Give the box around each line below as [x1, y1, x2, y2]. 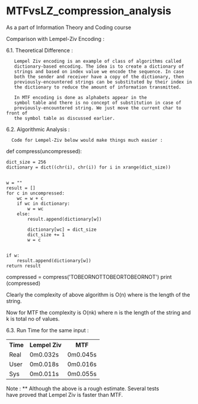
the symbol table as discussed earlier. [14, 115, 116, 121]
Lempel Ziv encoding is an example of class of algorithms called [14, 58, 182, 64]
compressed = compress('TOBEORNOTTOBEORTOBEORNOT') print [6, 273, 172, 280]
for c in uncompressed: [6, 190, 65, 196]
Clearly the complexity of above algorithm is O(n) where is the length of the [6, 291, 190, 298]
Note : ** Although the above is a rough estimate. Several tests [6, 384, 159, 392]
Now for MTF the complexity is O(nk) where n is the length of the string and [6, 308, 191, 316]
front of [6, 110, 28, 116]
